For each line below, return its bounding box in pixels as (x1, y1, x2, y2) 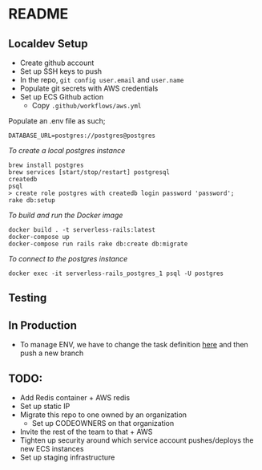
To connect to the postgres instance (8, 254, 128, 263)
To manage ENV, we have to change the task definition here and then (19, 340, 248, 350)
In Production (8, 318, 78, 332)
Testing (8, 291, 47, 305)
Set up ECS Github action (19, 92, 104, 101)
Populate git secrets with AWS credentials (19, 83, 159, 93)
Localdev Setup (8, 37, 88, 51)
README (8, 5, 69, 23)
